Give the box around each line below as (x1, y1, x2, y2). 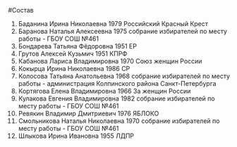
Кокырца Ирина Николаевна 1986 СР (18, 65, 130, 72)
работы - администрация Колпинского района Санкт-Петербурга (18, 79, 217, 87)
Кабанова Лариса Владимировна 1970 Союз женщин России (18, 57, 202, 65)
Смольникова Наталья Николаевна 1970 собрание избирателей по (18, 117, 220, 125)
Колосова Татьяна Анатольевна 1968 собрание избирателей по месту (18, 72, 231, 80)
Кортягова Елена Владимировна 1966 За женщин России (18, 87, 191, 95)
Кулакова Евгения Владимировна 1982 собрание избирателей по (18, 94, 215, 103)
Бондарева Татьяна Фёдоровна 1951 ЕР (18, 42, 137, 50)
